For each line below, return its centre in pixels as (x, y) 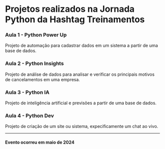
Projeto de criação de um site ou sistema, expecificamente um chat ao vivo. (82, 126)
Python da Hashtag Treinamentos (75, 19)
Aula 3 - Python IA (27, 92)
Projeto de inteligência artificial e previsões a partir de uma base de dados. (81, 103)
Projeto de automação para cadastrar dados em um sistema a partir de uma (82, 46)
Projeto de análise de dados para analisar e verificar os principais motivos (80, 74)
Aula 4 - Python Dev (29, 116)
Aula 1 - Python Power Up (36, 35)
